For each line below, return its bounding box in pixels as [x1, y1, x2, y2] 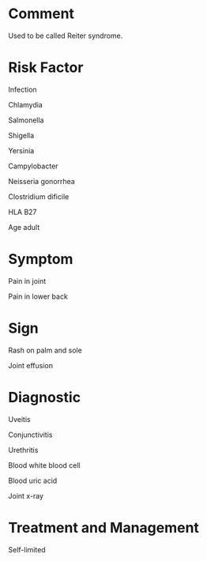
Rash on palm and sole [8, 345, 83, 355]
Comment [8, 5, 75, 23]
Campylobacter [8, 161, 58, 171]
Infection [8, 85, 37, 94]
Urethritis [8, 445, 39, 454]
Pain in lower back [8, 292, 69, 301]
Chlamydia [8, 100, 43, 109]
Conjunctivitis [8, 430, 53, 439]
